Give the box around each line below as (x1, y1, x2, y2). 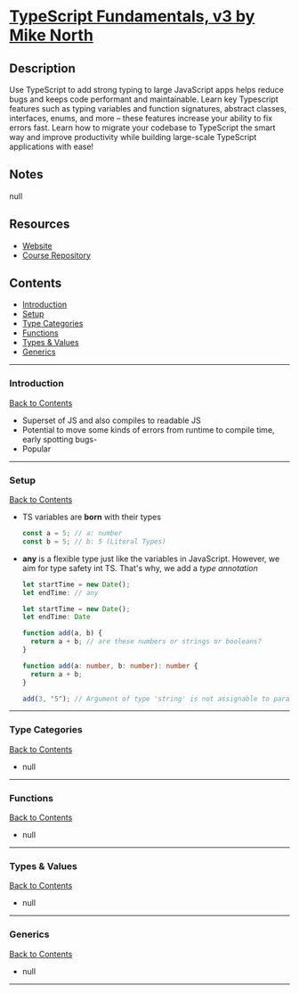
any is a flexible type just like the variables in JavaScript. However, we (21, 553, 280, 564)
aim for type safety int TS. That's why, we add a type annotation (21, 562, 258, 573)
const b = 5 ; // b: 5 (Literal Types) (21, 537, 166, 546)
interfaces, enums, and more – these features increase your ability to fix (9, 113, 273, 123)
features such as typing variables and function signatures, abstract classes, (9, 104, 287, 113)
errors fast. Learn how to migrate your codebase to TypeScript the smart (9, 122, 276, 133)
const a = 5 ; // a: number (21, 529, 123, 538)
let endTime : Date (21, 613, 91, 622)
